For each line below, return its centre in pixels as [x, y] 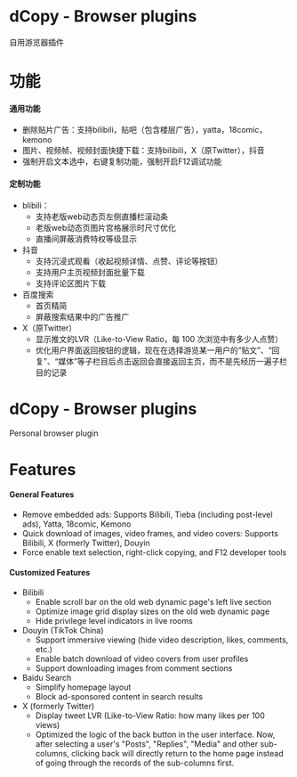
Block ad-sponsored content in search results [119, 697]
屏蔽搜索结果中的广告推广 [82, 316]
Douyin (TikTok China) [63, 631]
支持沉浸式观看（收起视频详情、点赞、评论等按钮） [129, 261]
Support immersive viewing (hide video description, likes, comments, [162, 640]
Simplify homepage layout [83, 687]
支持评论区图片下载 [71, 283]
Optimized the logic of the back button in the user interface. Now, [155, 735]
